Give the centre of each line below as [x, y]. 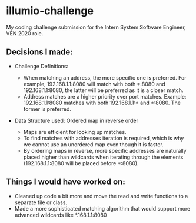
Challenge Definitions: [41, 66]
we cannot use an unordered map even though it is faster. [93, 144]
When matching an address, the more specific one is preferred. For [105, 77]
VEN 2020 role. [25, 33]
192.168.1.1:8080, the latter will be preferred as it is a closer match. [103, 90]
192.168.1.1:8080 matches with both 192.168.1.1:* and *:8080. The [102, 103]
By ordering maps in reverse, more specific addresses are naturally [105, 150]
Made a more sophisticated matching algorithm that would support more [102, 208]
